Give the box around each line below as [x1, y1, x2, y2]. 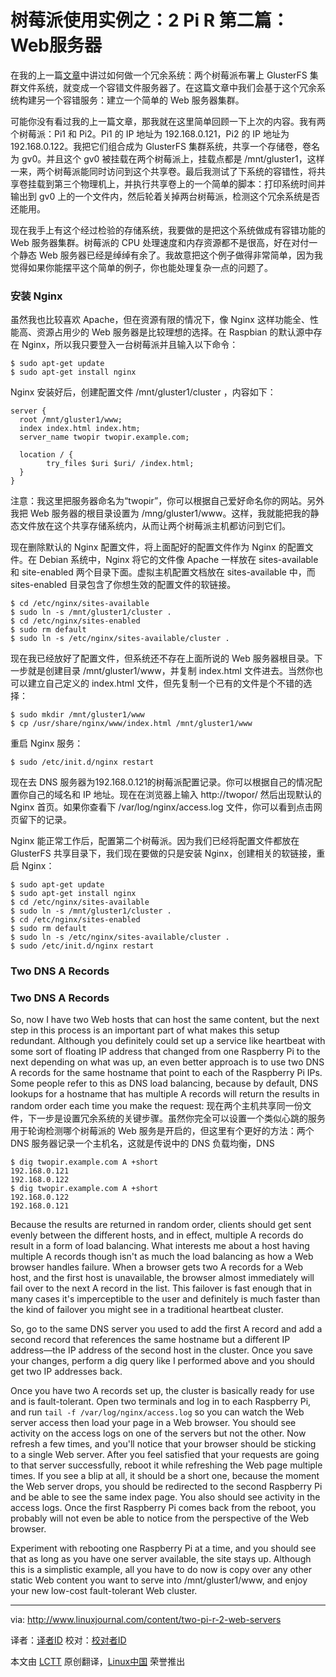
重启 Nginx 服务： [10, 737, 84, 750]
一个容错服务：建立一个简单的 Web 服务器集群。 [44, 94, 245, 106]
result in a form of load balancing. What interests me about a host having [10, 1240, 310, 1252]
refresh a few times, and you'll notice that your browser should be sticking [10, 1438, 317, 1450]
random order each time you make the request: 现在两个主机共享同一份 [10, 1100, 303, 1112]
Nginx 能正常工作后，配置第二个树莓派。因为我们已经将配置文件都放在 [10, 835, 300, 847]
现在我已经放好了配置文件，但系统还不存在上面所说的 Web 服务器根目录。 [10, 652, 315, 665]
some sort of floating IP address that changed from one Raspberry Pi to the [10, 1046, 321, 1058]
